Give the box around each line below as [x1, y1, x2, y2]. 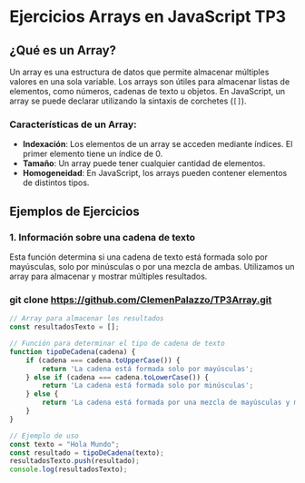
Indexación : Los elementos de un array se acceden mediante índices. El [22, 139, 293, 150]
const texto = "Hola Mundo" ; [9, 439, 120, 448]
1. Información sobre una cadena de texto [9, 231, 196, 243]
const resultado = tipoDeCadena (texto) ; [9, 448, 165, 458]
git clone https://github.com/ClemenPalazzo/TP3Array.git [9, 293, 272, 306]
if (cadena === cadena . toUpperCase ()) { [25, 356, 181, 365]
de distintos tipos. [22, 177, 90, 188]
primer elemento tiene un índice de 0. [22, 148, 163, 160]
